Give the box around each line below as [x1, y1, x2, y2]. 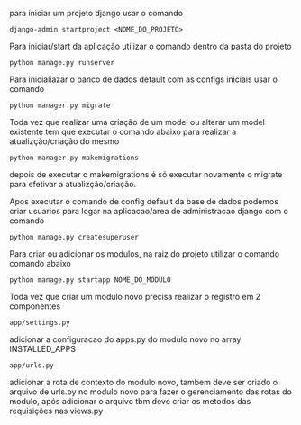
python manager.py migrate [9, 101, 111, 110]
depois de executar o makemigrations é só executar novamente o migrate [9, 169, 283, 179]
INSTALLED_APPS [9, 344, 77, 354]
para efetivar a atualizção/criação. [9, 179, 137, 189]
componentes [9, 301, 61, 312]
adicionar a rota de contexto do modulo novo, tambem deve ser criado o [9, 377, 278, 387]
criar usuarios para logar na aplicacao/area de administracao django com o [9, 206, 288, 216]
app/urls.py [9, 361, 54, 370]
